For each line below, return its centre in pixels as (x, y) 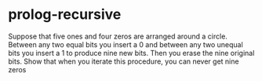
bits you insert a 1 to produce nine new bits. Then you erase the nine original (131, 53)
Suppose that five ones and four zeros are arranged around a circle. (118, 36)
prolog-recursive (65, 15)
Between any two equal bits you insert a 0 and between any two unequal (126, 44)
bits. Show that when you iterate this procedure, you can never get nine (124, 61)
